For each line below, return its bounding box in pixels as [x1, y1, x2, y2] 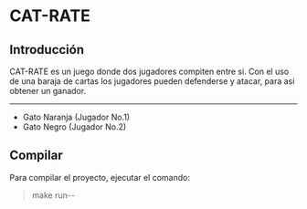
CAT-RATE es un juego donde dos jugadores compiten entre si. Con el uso [9, 66, 290, 77]
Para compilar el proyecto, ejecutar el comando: [9, 172, 190, 183]
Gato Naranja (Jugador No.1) [22, 111, 131, 122]
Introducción [9, 42, 85, 57]
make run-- [31, 189, 76, 201]
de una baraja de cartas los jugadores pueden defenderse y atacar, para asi [9, 76, 295, 87]
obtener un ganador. [9, 86, 87, 96]
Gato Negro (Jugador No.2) [22, 121, 127, 132]
